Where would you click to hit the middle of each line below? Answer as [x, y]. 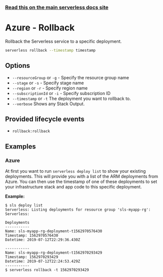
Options [18, 66]
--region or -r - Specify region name [50, 88]
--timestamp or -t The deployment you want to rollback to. [72, 98]
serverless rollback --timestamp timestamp [50, 50]
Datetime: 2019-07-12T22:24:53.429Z [43, 262]
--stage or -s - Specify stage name [48, 83]
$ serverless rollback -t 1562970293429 [47, 270]
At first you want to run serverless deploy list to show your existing [76, 171]
